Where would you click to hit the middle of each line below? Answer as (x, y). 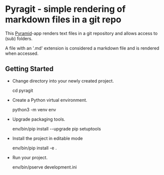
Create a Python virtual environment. (50, 100)
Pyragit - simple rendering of (65, 9)
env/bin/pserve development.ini (44, 167)
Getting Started (29, 69)
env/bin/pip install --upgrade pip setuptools (57, 129)
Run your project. (30, 157)
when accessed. (22, 53)
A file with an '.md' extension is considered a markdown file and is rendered (82, 48)
